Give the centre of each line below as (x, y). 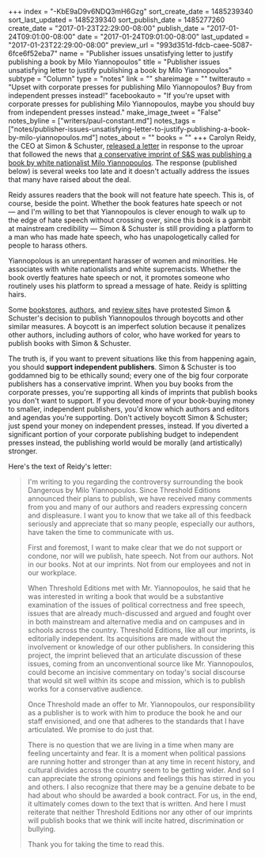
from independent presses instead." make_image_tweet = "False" (115, 112)
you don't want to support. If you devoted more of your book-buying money (132, 400)
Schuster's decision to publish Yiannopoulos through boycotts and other (126, 318)
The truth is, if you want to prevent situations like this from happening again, (132, 358)
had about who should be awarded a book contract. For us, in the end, (142, 795)
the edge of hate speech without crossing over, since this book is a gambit (130, 220)
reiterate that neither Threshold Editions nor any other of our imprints (140, 812)
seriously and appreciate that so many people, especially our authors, (141, 524)
